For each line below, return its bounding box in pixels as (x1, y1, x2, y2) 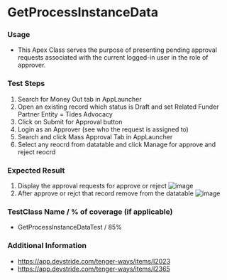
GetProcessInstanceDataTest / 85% (17, 223, 122, 232)
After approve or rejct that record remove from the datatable (17, 189, 194, 198)
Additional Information (7, 241, 87, 251)
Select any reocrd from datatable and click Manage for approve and (17, 140, 216, 149)
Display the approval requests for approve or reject (17, 182, 167, 190)
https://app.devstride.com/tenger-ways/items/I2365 (17, 264, 170, 273)
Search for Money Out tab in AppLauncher (17, 95, 142, 103)
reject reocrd (17, 147, 56, 156)
